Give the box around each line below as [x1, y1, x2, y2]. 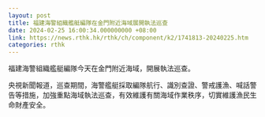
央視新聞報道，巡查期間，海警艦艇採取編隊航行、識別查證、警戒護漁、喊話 [8, 81, 250, 90]
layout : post [8, 11, 51, 20]
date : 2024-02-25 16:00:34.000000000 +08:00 [8, 26, 157, 34]
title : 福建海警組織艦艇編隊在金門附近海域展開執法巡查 [8, 19, 168, 27]
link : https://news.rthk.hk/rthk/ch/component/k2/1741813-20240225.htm [8, 33, 248, 42]
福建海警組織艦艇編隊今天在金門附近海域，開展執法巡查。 [8, 64, 195, 74]
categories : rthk [8, 41, 65, 49]
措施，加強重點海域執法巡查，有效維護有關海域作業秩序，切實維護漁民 [21, 90, 250, 100]
